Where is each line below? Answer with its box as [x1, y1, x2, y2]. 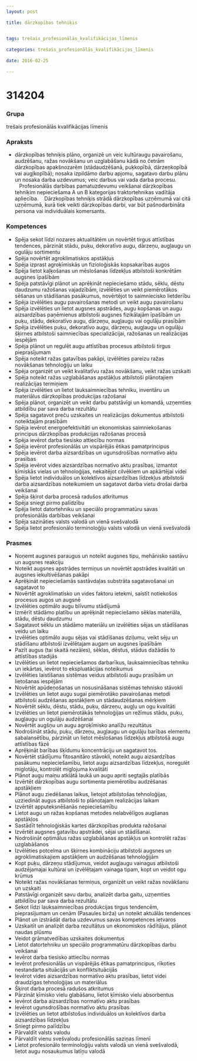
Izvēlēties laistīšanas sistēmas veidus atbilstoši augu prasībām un [14, 671, 173, 679]
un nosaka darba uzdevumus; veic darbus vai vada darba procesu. [14, 176, 177, 184]
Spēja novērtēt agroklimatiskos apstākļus [14, 254, 115, 261]
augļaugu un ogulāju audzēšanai [14, 715, 94, 722]
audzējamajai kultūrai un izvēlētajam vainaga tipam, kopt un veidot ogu [14, 866, 186, 873]
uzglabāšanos [14, 840, 49, 847]
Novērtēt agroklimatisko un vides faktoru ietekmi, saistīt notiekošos [14, 590, 178, 597]
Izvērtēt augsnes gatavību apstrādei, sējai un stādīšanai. [14, 828, 152, 835]
